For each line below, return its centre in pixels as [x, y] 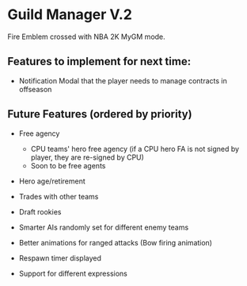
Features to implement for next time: [99, 62]
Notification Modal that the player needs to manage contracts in [123, 80]
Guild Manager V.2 [70, 15]
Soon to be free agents [68, 165]
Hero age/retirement [52, 181]
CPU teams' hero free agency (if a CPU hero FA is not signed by [135, 149]
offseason [35, 89]
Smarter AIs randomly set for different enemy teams [104, 227]
